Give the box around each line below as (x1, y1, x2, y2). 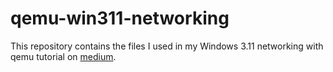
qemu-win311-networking (10, 7, 230, 30)
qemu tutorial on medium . (10, 50, 117, 62)
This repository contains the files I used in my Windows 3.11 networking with (10, 40, 324, 52)
